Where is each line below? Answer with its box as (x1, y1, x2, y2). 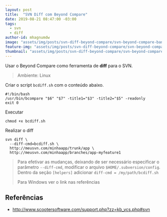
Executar (5, 109, 23, 115)
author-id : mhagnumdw (5, 35, 50, 40)
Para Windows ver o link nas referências (17, 179, 100, 185)
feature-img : (5, 44, 32, 49)
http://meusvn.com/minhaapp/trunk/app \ (9, 145, 94, 151)
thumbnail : (5, 49, 28, 54)
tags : (5, 21, 16, 26)
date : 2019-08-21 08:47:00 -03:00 (5, 16, 77, 21)
